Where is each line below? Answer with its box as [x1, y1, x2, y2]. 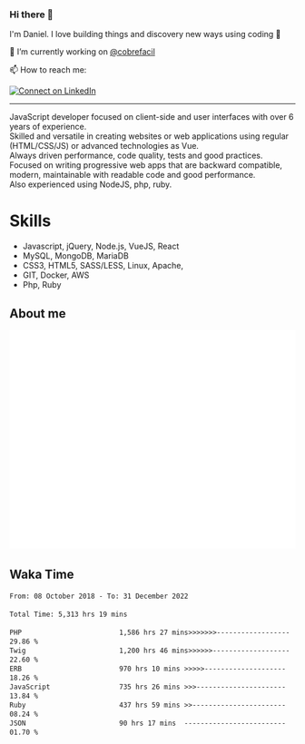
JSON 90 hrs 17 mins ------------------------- [9, 719, 286, 729]
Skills [9, 210, 52, 231]
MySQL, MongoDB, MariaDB [22, 250, 129, 261]
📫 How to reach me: [9, 64, 87, 75]
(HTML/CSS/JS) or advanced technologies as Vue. [9, 141, 200, 152]
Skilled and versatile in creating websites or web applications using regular [9, 131, 289, 142]
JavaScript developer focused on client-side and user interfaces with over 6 [9, 112, 294, 122]
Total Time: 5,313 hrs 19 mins [9, 610, 128, 620]
